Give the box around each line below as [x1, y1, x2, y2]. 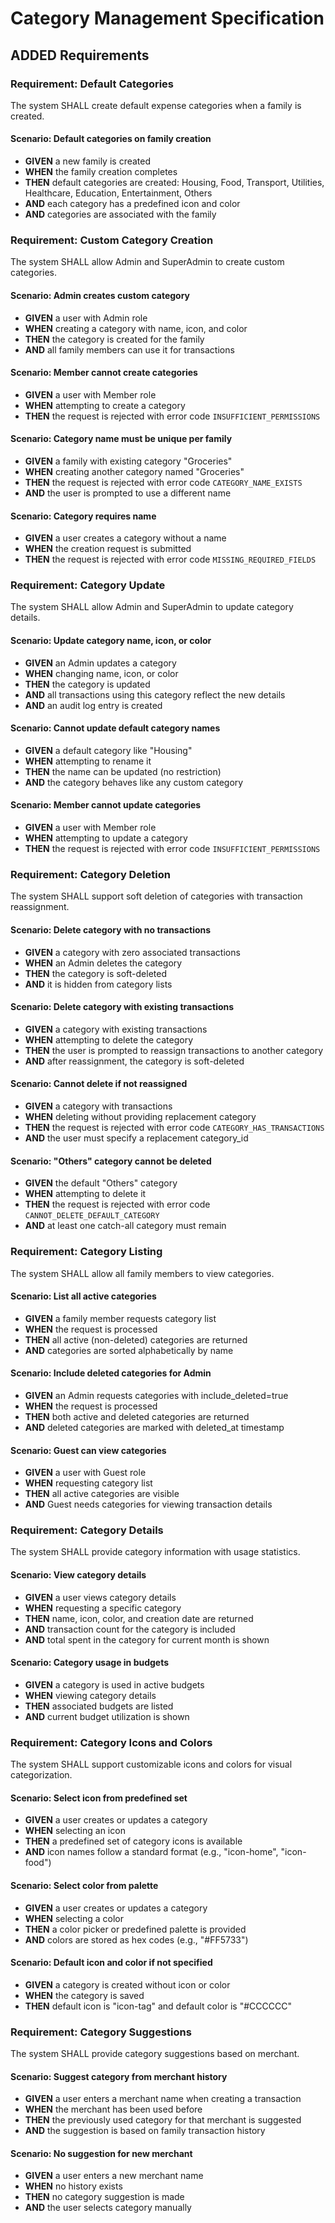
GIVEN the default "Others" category [24, 1177, 178, 1189]
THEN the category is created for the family [24, 333, 205, 345]
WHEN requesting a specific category [24, 1602, 182, 1614]
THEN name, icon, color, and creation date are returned [24, 1612, 254, 1624]
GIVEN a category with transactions [24, 1100, 173, 1112]
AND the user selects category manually [24, 2202, 192, 2214]
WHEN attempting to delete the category [24, 1033, 194, 1046]
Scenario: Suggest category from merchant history [10, 2070, 228, 2082]
